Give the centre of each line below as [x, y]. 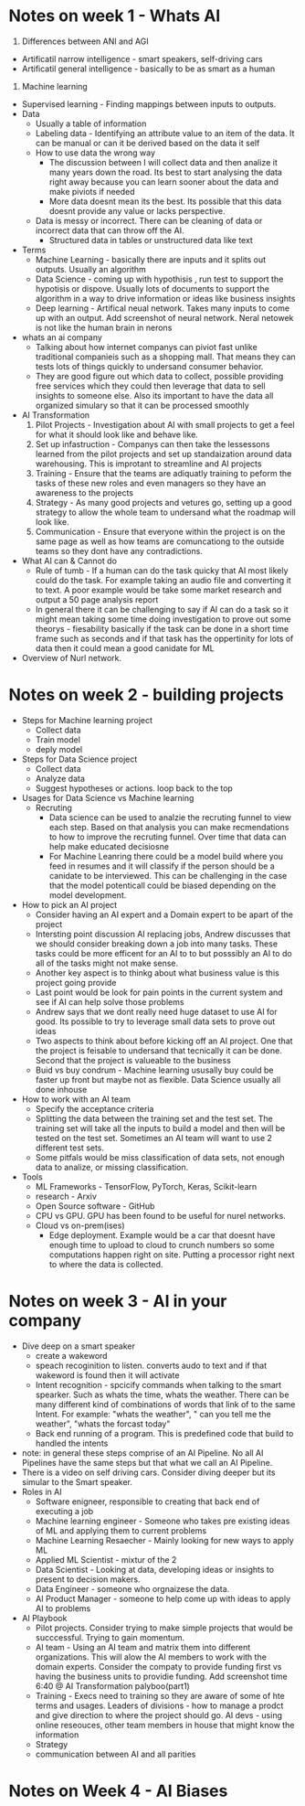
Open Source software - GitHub [95, 1206]
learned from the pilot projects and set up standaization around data [163, 454]
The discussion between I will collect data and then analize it [163, 162]
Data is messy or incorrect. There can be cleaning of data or [149, 220]
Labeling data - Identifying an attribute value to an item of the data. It [165, 133]
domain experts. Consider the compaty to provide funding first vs [158, 1666]
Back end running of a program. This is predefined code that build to [164, 1433]
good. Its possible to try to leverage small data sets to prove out [155, 1021]
